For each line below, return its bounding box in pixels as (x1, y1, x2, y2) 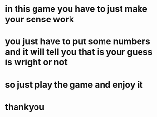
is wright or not (5, 57, 68, 68)
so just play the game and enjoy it (5, 79, 143, 90)
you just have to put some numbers (5, 36, 151, 47)
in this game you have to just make (5, 3, 147, 15)
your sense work (5, 14, 74, 25)
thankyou (5, 101, 45, 113)
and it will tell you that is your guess (5, 46, 153, 58)
